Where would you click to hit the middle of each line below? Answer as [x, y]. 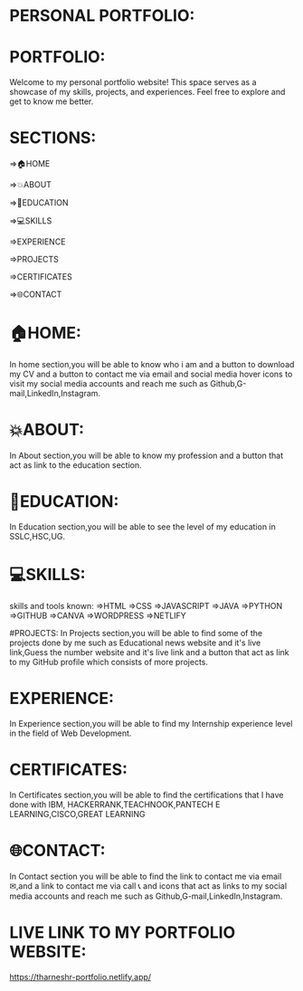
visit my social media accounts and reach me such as [109, 384]
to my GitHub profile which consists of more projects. [109, 662]
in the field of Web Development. [71, 733]
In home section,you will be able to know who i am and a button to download [152, 364]
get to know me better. [52, 101]
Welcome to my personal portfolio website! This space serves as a [133, 82]
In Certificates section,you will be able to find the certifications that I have [147, 795]
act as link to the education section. [76, 465]
